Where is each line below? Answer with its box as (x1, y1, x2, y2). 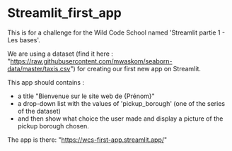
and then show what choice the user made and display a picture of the (17, 114, 224, 123)
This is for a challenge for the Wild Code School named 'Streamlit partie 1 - (7, 28, 225, 37)
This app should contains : (7, 78, 85, 86)
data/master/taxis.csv (7, 64, 71, 73)
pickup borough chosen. (17, 121, 90, 130)
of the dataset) (17, 107, 62, 115)
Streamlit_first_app (7, 5, 122, 21)
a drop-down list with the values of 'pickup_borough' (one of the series (17, 99, 225, 107)
